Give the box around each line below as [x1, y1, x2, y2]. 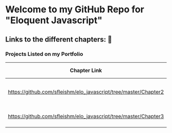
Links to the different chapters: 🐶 [5, 35, 113, 44]
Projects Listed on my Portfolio [5, 50, 83, 58]
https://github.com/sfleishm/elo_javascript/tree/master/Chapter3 [8, 112, 164, 120]
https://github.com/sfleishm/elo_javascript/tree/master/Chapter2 [8, 88, 164, 96]
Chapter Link [70, 67, 102, 74]
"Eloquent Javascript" [5, 14, 102, 26]
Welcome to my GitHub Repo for [5, 4, 144, 15]
